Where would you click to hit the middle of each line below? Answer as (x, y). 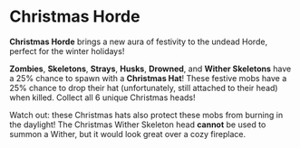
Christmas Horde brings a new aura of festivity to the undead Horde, (139, 42)
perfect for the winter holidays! (67, 51)
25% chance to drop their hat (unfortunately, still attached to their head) (144, 88)
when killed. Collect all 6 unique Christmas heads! (102, 97)
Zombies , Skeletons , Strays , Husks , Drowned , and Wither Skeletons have (150, 69)
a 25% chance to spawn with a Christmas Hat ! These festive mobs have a (148, 78)
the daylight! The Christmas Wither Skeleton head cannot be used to (138, 125)
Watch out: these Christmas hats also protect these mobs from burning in (146, 115)
